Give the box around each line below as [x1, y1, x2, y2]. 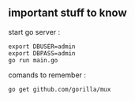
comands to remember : [8, 70, 87, 80]
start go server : [8, 27, 61, 36]
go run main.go [8, 56, 58, 64]
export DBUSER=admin [8, 43, 77, 50]
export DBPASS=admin [8, 49, 77, 58]
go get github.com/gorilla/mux [8, 85, 111, 93]
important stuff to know [8, 6, 128, 20]
